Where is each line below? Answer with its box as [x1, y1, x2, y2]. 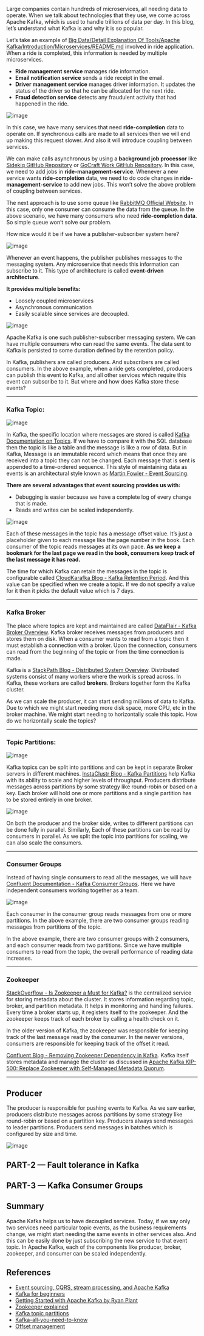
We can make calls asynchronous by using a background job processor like [6, 155, 197, 162]
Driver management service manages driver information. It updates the [15, 80, 195, 88]
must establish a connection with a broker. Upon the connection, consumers [6, 641, 197, 649]
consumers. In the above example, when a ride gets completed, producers [6, 365, 192, 372]
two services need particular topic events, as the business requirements [6, 1224, 187, 1231]
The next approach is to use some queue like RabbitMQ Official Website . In [6, 199, 194, 206]
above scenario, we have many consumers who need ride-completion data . [6, 212, 197, 219]
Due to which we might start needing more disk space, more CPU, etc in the [6, 704, 196, 711]
